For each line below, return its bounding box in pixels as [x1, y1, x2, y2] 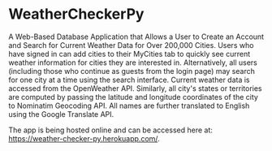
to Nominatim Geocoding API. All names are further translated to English [8, 101, 250, 110]
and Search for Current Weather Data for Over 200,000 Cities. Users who [8, 40, 254, 50]
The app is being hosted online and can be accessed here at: [8, 125, 214, 135]
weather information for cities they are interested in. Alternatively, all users [8, 58, 257, 67]
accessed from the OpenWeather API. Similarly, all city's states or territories [8, 83, 262, 93]
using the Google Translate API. [8, 109, 114, 119]
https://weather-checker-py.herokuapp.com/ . [8, 133, 160, 143]
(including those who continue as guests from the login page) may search [8, 66, 256, 75]
